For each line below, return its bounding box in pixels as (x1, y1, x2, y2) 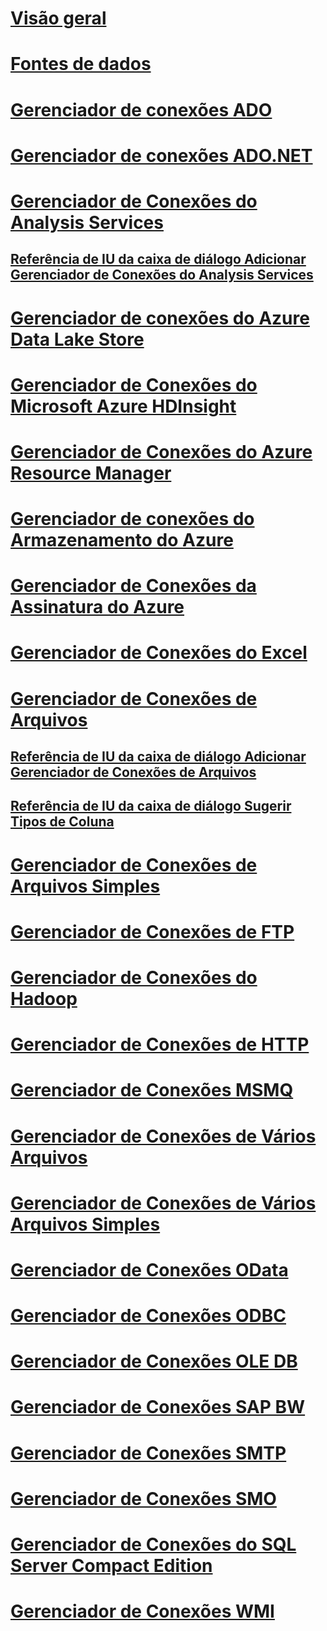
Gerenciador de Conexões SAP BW (10, 1396, 306, 1419)
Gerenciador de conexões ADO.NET (10, 144, 313, 167)
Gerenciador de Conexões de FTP (10, 920, 295, 943)
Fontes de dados (10, 53, 152, 76)
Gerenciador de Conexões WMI (10, 1600, 275, 1623)
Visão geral (10, 7, 107, 30)
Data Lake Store (10, 328, 145, 351)
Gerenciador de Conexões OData (10, 1258, 289, 1281)
